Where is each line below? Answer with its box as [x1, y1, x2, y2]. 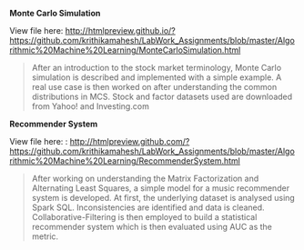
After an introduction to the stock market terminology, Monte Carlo [31, 63, 282, 73]
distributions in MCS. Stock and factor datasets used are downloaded [31, 91, 293, 102]
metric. [31, 231, 59, 242]
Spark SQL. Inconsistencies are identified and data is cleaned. [31, 202, 266, 213]
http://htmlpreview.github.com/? [69, 136, 190, 146]
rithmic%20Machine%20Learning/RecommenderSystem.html [9, 155, 241, 166]
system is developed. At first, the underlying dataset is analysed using [31, 193, 296, 203]
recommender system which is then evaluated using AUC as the [31, 222, 273, 232]
